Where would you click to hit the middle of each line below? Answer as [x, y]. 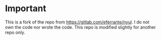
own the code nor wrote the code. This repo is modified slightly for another [80, 27]
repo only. [15, 32]
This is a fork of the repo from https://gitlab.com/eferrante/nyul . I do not [77, 22]
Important [26, 9]
